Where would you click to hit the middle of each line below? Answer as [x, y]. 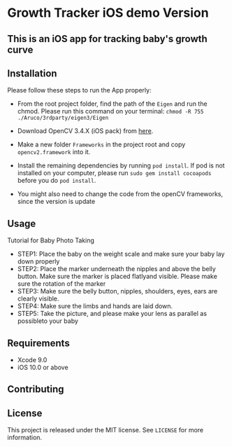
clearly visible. [38, 298]
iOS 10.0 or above [43, 367]
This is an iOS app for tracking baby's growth [107, 39]
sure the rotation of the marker [61, 284]
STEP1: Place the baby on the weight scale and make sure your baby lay [121, 254]
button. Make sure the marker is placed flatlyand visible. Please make [117, 276]
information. [25, 438]
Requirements [38, 343]
